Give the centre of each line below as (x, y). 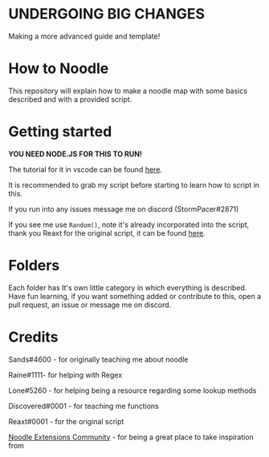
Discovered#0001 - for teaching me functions (84, 406)
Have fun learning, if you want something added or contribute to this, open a (135, 296)
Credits (33, 337)
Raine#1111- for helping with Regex (65, 374)
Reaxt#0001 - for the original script (66, 421)
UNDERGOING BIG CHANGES (107, 14)
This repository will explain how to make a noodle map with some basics (128, 91)
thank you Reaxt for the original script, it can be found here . (107, 233)
